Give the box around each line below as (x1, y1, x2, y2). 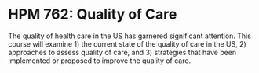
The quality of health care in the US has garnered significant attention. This (8, 31, 251, 40)
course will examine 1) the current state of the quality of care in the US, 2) (8, 39, 247, 48)
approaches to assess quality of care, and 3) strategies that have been (8, 47, 237, 57)
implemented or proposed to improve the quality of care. (8, 56, 191, 65)
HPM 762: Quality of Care (8, 5, 177, 23)
